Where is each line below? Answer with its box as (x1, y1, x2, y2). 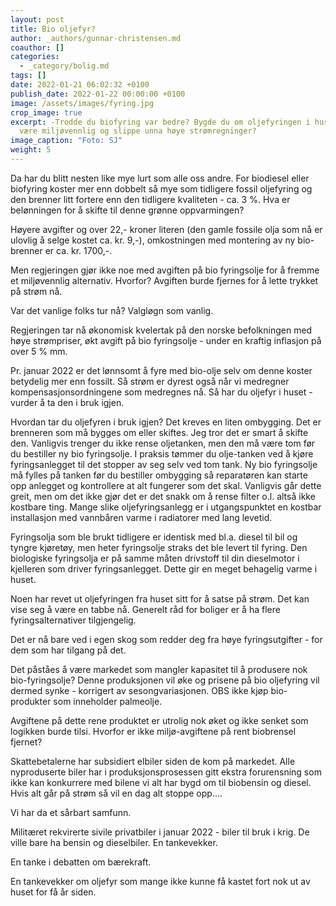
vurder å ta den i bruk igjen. (10, 396, 125, 408)
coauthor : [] (10, 42, 65, 53)
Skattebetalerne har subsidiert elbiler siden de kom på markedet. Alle (10, 755, 296, 767)
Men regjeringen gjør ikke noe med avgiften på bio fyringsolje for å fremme (10, 264, 320, 276)
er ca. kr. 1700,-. (44, 244, 113, 256)
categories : (10, 52, 60, 62)
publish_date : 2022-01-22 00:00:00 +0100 (10, 89, 186, 99)
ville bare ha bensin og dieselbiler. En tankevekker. (10, 836, 218, 848)
